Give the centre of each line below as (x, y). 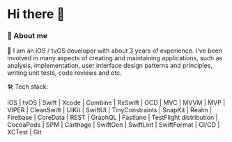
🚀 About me (27, 36)
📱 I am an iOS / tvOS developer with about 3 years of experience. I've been (115, 51)
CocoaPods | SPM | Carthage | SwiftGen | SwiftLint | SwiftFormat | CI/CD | (114, 125)
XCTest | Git (24, 132)
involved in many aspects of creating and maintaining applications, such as (115, 58)
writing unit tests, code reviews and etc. (64, 73)
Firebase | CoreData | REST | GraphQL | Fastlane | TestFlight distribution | (113, 118)
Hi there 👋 (36, 14)
